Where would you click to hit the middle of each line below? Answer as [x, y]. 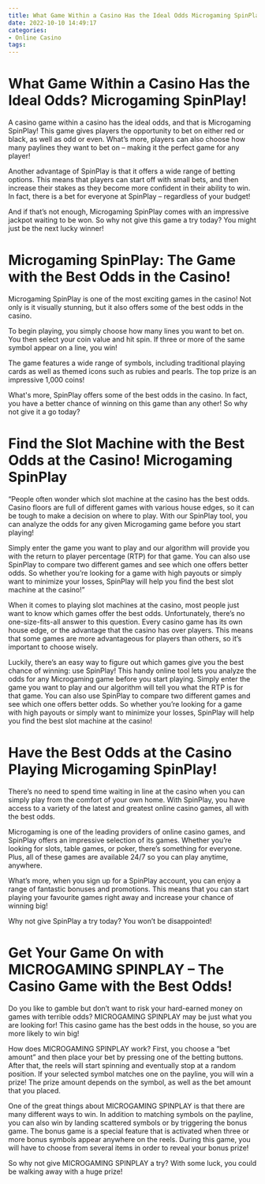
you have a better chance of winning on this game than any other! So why [128, 403]
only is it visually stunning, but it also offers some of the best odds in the [126, 307]
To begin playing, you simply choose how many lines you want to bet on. [126, 331]
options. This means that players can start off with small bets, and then [123, 180]
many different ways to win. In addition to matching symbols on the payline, [131, 1114]
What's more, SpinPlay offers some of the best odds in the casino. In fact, [128, 395]
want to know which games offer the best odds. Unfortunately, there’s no [127, 613]
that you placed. [35, 1090]
